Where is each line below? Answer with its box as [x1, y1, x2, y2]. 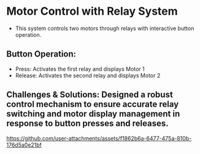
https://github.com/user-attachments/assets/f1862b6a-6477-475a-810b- [6, 134, 192, 142]
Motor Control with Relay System [6, 4, 178, 18]
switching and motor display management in [6, 109, 180, 119]
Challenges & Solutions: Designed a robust [6, 90, 173, 100]
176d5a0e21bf [6, 141, 42, 148]
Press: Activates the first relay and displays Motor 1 [15, 65, 145, 72]
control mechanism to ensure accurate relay [6, 99, 179, 110]
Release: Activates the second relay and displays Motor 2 [15, 72, 161, 79]
